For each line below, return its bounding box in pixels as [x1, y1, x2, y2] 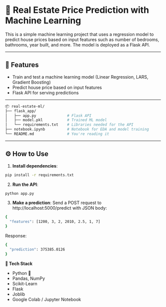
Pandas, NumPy [12, 275, 45, 281]
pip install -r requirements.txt [5, 173, 74, 177]
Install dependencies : [12, 163, 58, 169]
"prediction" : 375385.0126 [9, 247, 65, 252]
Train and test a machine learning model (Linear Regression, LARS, [12, 74, 149, 80]
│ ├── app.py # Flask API [5, 113, 92, 118]
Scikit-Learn [12, 280, 38, 286]
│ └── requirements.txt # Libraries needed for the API [5, 122, 134, 128]
